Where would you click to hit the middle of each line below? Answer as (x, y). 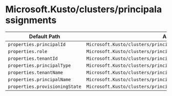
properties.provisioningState (45, 86)
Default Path (45, 36)
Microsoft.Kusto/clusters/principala (84, 9)
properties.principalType (39, 65)
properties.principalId (37, 44)
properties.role (28, 51)
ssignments (31, 20)
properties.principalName (39, 79)
